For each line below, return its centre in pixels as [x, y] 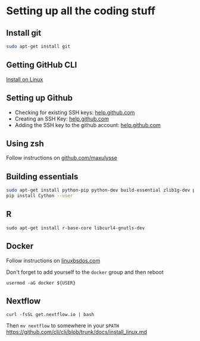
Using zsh [25, 143]
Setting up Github [40, 98]
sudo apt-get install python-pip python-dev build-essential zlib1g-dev [98, 190]
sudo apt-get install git [38, 46]
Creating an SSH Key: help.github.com [62, 119]
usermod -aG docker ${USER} [41, 283]
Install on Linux [25, 79]
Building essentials [42, 176]
